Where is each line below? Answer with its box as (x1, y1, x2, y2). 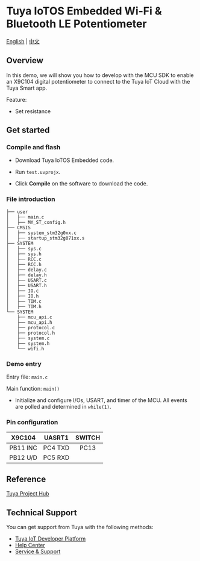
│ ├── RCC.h (6, 261, 42, 267)
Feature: (6, 96, 27, 103)
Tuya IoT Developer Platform (14, 535, 86, 542)
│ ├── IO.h (6, 293, 39, 299)
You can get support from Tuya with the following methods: (6, 523, 154, 530)
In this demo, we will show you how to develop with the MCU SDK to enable (6, 71, 194, 79)
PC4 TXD (43, 444, 70, 452)
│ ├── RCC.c (6, 256, 42, 262)
